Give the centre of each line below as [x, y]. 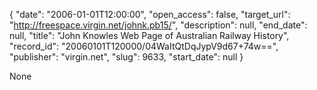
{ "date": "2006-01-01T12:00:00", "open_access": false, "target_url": [150, 14]
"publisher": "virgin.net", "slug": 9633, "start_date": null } [126, 57]
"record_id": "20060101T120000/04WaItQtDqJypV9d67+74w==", [144, 46]
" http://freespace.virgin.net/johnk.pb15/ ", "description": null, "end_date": [158, 25]
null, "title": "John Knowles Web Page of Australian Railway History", [149, 35]
